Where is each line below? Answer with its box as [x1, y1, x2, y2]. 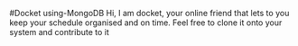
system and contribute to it [9, 27, 110, 37]
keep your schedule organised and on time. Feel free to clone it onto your [9, 17, 283, 28]
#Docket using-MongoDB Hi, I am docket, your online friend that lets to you [9, 8, 290, 18]
